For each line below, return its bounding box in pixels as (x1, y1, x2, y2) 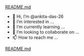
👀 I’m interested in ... (12, 19, 54, 24)
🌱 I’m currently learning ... (12, 24, 65, 30)
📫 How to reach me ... (12, 35, 58, 40)
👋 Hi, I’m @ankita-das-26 (12, 14, 64, 19)
